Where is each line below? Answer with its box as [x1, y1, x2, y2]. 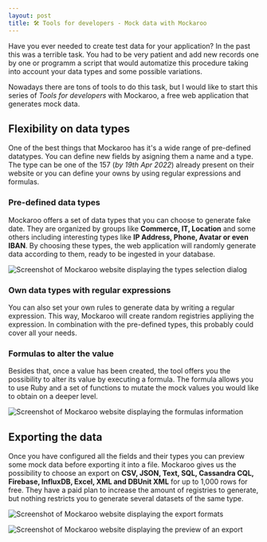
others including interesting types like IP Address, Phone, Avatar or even [8, 232, 249, 242]
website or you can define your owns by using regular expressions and [8, 168, 241, 178]
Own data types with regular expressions [8, 284, 171, 295]
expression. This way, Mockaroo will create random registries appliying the [8, 311, 254, 320]
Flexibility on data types [8, 121, 130, 136]
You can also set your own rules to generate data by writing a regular [8, 303, 235, 312]
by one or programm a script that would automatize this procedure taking [8, 57, 249, 68]
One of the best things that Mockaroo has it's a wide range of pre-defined [8, 143, 251, 152]
